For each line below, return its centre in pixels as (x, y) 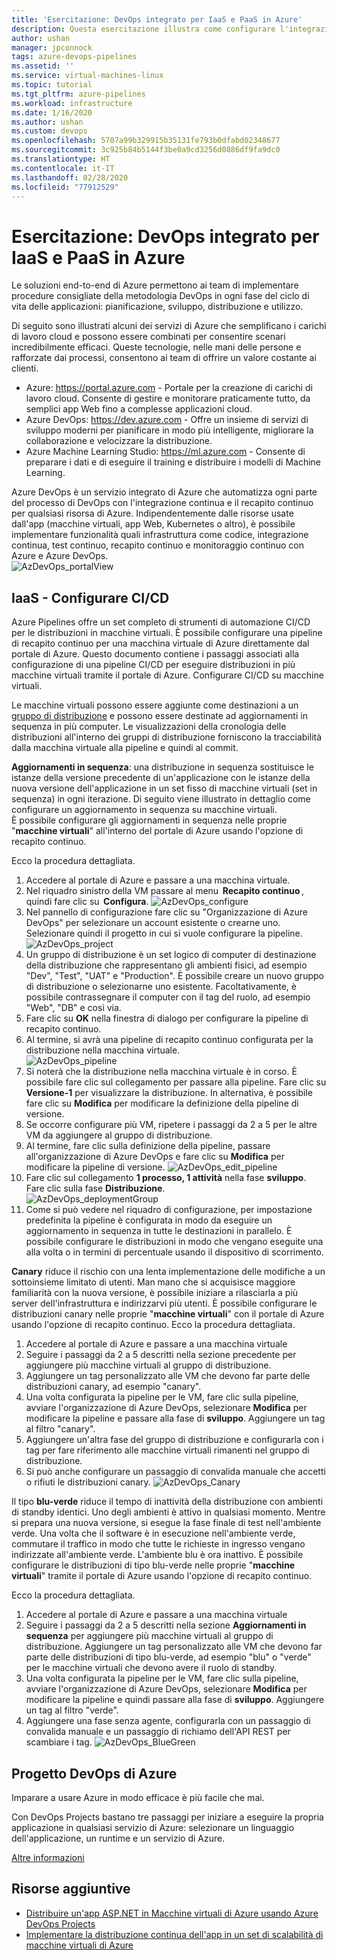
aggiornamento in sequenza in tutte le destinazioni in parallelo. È (159, 1231)
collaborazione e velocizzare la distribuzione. (119, 441)
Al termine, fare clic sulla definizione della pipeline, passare (148, 1146)
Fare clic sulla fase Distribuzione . (95, 1188)
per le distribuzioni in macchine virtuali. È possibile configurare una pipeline (167, 633)
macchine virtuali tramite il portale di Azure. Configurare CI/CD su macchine (167, 675)
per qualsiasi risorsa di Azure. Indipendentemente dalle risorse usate (152, 513)
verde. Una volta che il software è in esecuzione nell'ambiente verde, (153, 1533)
